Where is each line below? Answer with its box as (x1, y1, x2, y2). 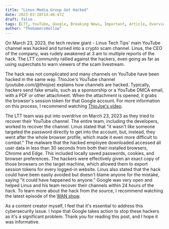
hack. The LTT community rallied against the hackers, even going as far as (5, 56, 159, 62)
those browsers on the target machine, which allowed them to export (5, 161, 148, 167)
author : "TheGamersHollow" (5, 26, 62, 31)
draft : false (5, 17, 33, 22)
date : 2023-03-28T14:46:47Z (5, 12, 64, 17)
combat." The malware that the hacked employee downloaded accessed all (5, 139, 161, 146)
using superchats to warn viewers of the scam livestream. (5, 61, 125, 67)
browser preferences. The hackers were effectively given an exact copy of (5, 156, 160, 162)
